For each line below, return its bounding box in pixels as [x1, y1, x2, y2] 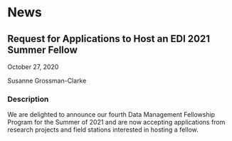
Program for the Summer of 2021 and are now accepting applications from [7, 118, 226, 127]
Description [7, 94, 49, 104]
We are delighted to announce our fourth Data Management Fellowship [7, 110, 216, 119]
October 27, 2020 [7, 63, 59, 71]
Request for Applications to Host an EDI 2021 [7, 33, 210, 45]
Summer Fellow [7, 43, 78, 56]
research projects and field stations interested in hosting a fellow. [7, 125, 199, 134]
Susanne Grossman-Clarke [7, 76, 87, 85]
